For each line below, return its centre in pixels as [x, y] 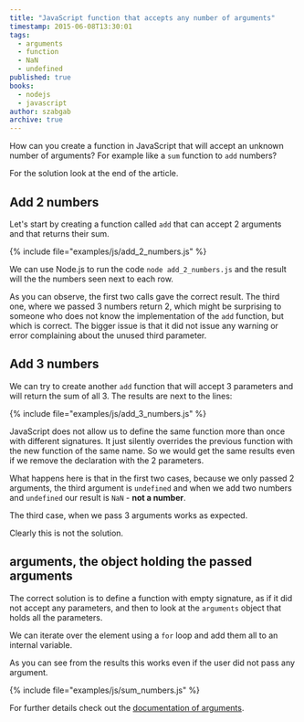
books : [22, 86]
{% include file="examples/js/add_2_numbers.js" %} [108, 251]
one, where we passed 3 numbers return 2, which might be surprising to [146, 306]
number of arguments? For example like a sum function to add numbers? [143, 155]
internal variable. [41, 644]
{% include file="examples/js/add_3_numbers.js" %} [108, 413]
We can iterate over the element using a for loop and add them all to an [144, 635]
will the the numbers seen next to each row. [91, 279]
